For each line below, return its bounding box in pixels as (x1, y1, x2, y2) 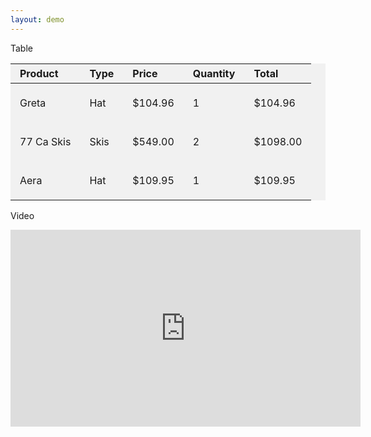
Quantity (192, 66, 236, 80)
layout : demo (10, 14, 65, 25)
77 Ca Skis (19, 134, 72, 148)
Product (19, 66, 59, 80)
